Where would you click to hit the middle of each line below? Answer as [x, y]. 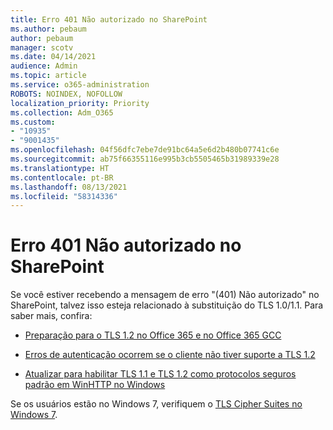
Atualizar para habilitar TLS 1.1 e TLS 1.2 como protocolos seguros [160, 374]
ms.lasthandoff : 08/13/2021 [69, 187]
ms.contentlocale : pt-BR [62, 177]
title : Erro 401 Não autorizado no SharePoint [109, 19]
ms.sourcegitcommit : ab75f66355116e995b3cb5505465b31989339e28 [145, 159]
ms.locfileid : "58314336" [64, 196]
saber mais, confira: [51, 316]
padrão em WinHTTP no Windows [95, 385]
